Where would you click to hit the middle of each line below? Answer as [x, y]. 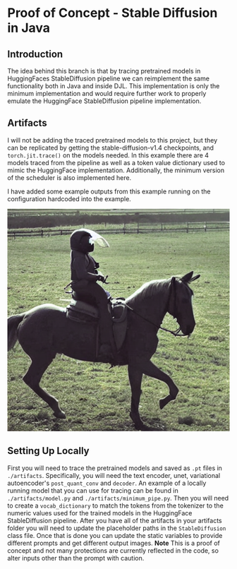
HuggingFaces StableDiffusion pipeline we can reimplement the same [109, 78]
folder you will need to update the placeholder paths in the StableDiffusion [117, 528]
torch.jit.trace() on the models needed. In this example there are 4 [108, 155]
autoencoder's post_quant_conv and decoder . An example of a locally [107, 483]
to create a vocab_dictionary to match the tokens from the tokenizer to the [115, 505]
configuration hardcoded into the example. [69, 198]
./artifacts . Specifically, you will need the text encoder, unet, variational [114, 475]
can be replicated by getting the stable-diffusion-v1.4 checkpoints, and [110, 148]
